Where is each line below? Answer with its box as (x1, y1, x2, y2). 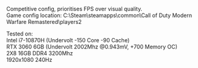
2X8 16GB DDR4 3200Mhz (6, 50, 73, 57)
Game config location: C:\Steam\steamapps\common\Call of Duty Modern (6, 12, 193, 19)
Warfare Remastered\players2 (6, 18, 82, 25)
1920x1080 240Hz (6, 56, 53, 63)
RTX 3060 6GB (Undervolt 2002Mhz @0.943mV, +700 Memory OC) (6, 43, 178, 50)
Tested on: (6, 30, 34, 37)
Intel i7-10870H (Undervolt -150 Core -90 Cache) (6, 37, 130, 43)
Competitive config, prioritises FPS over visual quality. (6, 6, 142, 12)
